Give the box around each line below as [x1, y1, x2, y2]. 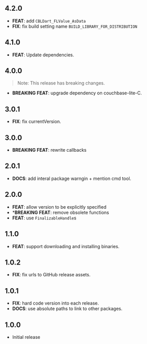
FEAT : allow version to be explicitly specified [12, 204, 107, 210]
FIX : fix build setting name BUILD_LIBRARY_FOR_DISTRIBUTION [12, 23, 137, 29]
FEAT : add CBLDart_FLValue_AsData [12, 17, 86, 24]
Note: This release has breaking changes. [17, 80, 105, 86]
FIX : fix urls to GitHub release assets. [12, 272, 91, 278]
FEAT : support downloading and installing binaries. [12, 243, 119, 249]
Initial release [12, 334, 40, 340]
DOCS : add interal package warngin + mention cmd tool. [12, 175, 131, 181]
